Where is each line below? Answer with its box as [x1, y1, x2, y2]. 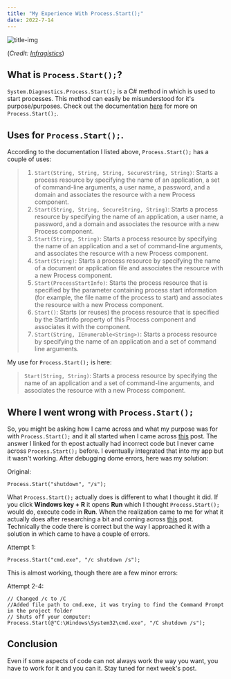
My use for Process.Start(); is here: [7, 358, 112, 366]
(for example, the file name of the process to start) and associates [34, 293, 223, 301]
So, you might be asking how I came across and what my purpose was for [7, 425, 218, 433]
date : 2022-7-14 [7, 17, 54, 24]
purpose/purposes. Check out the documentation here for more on [7, 102, 198, 111]
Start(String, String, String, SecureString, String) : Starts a [34, 169, 219, 177]
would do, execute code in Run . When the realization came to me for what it [7, 508, 223, 516]
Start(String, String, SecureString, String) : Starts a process [34, 205, 218, 214]
